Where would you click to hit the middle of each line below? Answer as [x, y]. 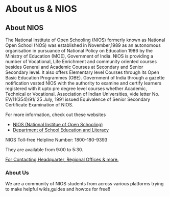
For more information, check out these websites [56, 115]
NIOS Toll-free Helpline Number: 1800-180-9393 [56, 140]
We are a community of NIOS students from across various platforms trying [84, 184]
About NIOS [25, 28]
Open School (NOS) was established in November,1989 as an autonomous [83, 45]
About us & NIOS [41, 9]
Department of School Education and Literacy [60, 130]
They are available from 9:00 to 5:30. [44, 150]
